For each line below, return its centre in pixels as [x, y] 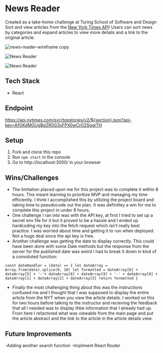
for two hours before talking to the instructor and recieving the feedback [84, 303]
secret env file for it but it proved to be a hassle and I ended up [75, 221]
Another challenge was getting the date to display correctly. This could [83, 241]
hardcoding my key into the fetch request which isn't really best [76, 226]
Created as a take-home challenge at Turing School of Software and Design [81, 22]
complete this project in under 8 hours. [51, 210]
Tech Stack [22, 81]
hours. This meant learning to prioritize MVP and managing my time [80, 195]
